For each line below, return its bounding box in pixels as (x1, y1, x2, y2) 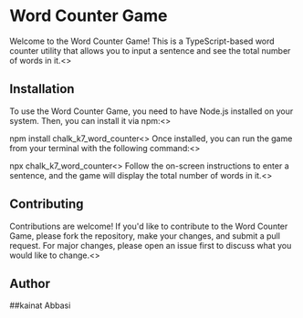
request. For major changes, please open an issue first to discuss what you (9, 240, 292, 251)
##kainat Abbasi (9, 300, 71, 311)
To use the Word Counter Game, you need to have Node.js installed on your (9, 106, 294, 117)
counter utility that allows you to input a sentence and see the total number (9, 45, 291, 56)
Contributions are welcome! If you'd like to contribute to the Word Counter (9, 221, 288, 231)
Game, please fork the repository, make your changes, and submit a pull (9, 230, 281, 241)
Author (9, 275, 50, 292)
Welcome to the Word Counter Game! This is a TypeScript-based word (9, 36, 276, 46)
